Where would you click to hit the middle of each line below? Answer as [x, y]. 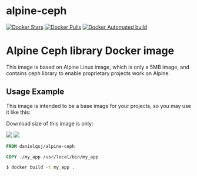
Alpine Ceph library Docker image [90, 51]
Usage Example [35, 92]
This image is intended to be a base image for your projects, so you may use [98, 106]
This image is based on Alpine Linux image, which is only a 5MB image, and [98, 67]
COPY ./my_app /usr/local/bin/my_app [52, 157]
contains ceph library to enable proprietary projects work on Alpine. [88, 73]
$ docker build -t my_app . [41, 167]
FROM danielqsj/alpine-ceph [41, 146]
